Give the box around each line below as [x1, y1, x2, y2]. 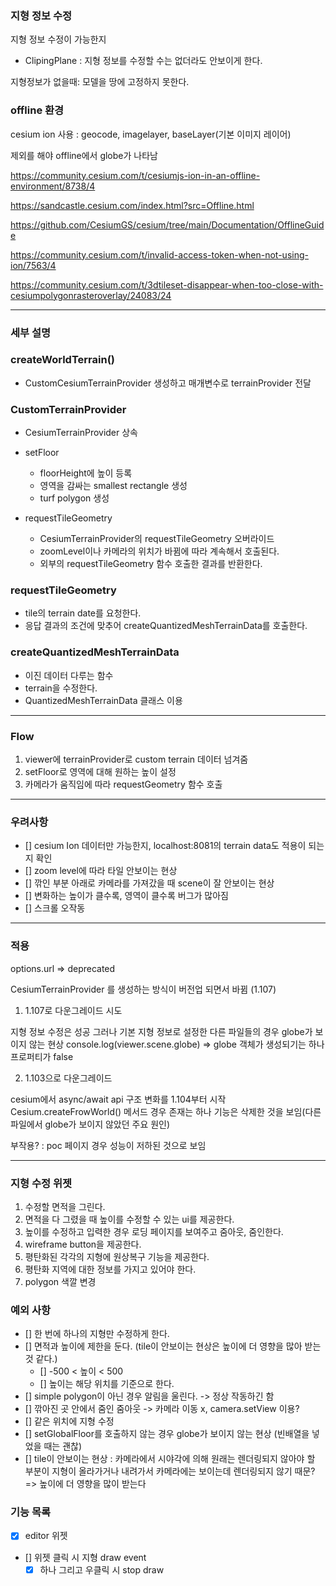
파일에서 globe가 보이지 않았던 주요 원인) [10, 1118, 171, 1130]
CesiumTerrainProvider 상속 [24, 427, 139, 439]
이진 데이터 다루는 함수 [24, 669, 114, 681]
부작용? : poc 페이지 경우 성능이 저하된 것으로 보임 [10, 1139, 207, 1151]
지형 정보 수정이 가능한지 [10, 33, 107, 46]
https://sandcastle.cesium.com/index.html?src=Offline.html [10, 199, 255, 211]
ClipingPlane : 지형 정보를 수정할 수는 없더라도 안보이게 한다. [24, 55, 263, 67]
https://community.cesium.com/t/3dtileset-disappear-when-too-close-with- [10, 278, 324, 291]
